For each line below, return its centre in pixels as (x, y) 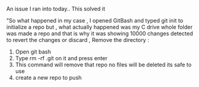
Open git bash (33, 52)
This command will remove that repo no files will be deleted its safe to (103, 64)
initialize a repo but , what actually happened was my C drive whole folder (99, 27)
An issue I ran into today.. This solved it (56, 9)
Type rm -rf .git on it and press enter (61, 58)
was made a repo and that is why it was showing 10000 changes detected (100, 33)
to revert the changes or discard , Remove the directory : (78, 40)
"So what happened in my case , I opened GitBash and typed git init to (95, 20)
